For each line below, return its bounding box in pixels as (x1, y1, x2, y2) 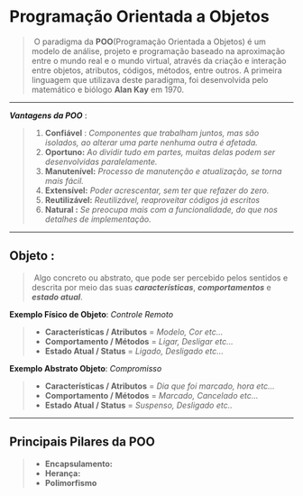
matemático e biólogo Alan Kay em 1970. (31, 84, 185, 95)
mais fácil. (44, 175, 84, 186)
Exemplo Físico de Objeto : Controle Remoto (9, 308, 174, 319)
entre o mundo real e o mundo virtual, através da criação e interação (31, 55, 287, 66)
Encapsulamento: (44, 458, 113, 469)
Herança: (44, 467, 81, 479)
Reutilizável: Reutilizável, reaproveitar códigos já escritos (44, 194, 260, 205)
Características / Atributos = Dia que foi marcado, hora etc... (44, 381, 275, 391)
